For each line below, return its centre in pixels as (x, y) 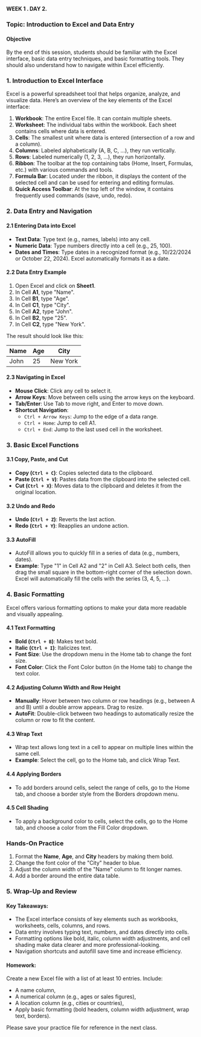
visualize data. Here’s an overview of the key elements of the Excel (89, 100)
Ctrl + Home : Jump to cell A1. (60, 423)
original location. (36, 492)
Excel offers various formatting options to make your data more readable (97, 608)
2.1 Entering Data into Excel (41, 226)
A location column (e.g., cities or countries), (69, 1003)
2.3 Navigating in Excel (36, 377)
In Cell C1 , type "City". (43, 305)
